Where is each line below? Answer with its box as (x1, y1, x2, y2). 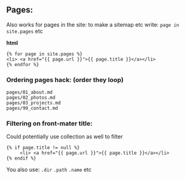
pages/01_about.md (6, 89, 53, 96)
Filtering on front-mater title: (6, 120, 93, 128)
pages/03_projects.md (6, 100, 61, 106)
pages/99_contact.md (6, 106, 59, 112)
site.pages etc (6, 27, 44, 35)
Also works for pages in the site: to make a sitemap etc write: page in (6, 21, 180, 28)
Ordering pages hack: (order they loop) (6, 75, 124, 84)
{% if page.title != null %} (6, 145, 80, 151)
